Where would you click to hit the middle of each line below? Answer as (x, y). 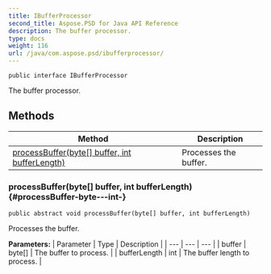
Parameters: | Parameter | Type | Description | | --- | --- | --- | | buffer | (127, 244)
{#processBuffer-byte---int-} (67, 196)
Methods (31, 116)
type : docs (27, 38)
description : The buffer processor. (70, 31)
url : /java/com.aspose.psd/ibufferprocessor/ (86, 53)
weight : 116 (28, 46)
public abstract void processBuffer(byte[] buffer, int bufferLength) (129, 214)
